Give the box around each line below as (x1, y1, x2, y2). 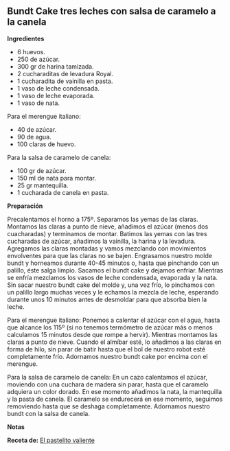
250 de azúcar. (16, 55, 60, 63)
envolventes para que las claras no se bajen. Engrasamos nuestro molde (7, 251, 213, 259)
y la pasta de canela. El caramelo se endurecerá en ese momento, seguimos (7, 395, 223, 403)
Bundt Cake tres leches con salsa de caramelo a (7, 5, 216, 17)
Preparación (7, 202, 43, 210)
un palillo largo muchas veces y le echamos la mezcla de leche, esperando (7, 288, 219, 296)
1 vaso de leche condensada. (16, 84, 100, 92)
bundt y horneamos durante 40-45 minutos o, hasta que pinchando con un (7, 259, 220, 267)
